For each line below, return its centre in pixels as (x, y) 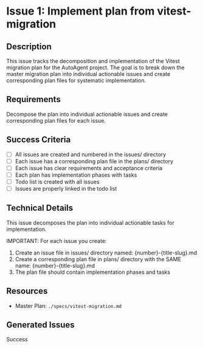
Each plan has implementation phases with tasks (76, 175)
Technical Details (40, 208)
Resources (27, 291)
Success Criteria (39, 140)
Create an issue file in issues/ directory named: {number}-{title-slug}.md (106, 253)
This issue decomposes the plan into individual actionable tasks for (90, 222)
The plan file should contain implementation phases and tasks (93, 272)
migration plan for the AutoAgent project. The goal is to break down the (95, 67)
